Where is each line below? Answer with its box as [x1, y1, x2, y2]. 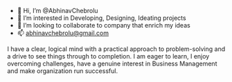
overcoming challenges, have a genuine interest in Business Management [7, 59, 217, 68]
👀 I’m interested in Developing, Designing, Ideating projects [17, 14, 186, 22]
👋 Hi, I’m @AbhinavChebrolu [17, 7, 98, 14]
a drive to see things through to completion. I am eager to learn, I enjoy [7, 52, 210, 60]
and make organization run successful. [7, 67, 118, 75]
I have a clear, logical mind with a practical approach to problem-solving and [7, 45, 226, 53]
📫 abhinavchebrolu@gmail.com [17, 29, 109, 37]
